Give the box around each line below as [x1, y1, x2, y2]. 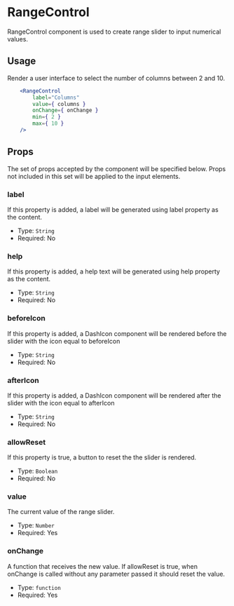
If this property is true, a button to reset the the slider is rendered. [7, 453, 197, 462]
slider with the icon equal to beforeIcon [7, 337, 121, 345]
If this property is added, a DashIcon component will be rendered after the [7, 391, 221, 400]
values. [7, 34, 28, 43]
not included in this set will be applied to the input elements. [7, 172, 181, 180]
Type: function [17, 583, 61, 591]
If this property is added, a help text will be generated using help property [7, 267, 221, 276]
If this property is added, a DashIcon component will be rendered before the [7, 329, 227, 337]
